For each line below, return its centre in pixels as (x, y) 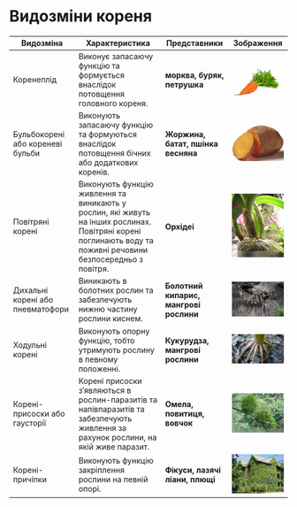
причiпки (30, 480)
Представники (195, 43)
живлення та (102, 194)
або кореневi (38, 143)
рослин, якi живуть (114, 212)
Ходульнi (30, 345)
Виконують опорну (114, 331)
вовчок (179, 423)
